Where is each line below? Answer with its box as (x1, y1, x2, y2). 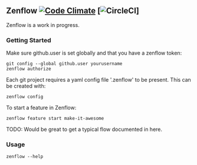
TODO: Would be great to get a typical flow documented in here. (6, 126, 163, 133)
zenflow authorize (6, 66, 51, 72)
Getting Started (6, 36, 51, 44)
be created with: (6, 83, 46, 90)
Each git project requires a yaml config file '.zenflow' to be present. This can (6, 76, 192, 83)
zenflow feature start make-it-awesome (6, 116, 104, 122)
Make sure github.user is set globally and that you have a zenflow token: (6, 49, 182, 56)
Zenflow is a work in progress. (6, 21, 80, 28)
